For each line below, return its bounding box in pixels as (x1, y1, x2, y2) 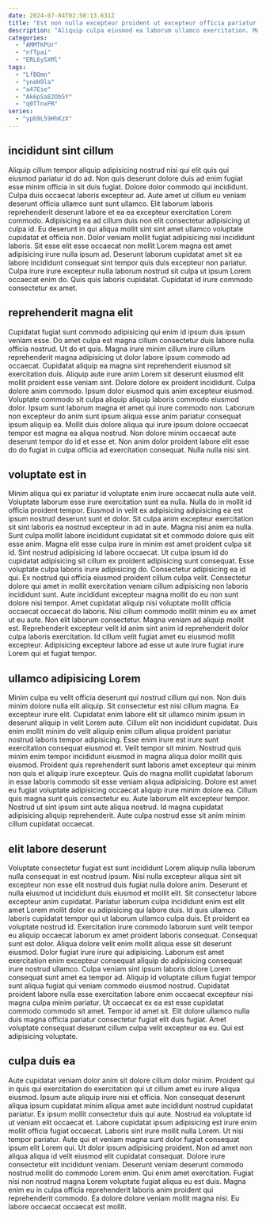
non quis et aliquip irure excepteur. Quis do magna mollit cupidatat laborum (8, 769, 253, 778)
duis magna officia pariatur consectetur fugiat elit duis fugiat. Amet (8, 1014, 227, 1024)
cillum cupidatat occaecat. (8, 819, 95, 829)
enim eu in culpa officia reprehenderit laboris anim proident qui (8, 1185, 214, 1194)
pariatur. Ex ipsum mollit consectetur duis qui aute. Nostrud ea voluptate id (8, 1109, 252, 1118)
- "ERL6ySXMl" (15, 56, 62, 64)
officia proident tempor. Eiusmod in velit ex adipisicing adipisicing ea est (8, 506, 244, 515)
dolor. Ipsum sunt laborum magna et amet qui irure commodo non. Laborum (8, 403, 255, 412)
